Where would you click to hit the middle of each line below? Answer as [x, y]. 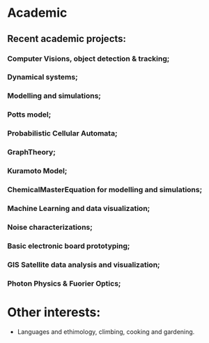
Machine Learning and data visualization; [79, 208]
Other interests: [54, 312]
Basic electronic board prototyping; [69, 246]
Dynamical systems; [42, 77]
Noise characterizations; [50, 227]
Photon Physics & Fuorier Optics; [64, 283]
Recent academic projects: [67, 39]
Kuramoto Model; [37, 171]
